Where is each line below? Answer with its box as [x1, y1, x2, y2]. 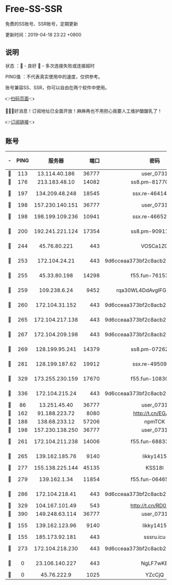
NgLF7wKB [140, 559, 168, 567]
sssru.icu [143, 533, 166, 540]
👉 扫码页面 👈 [5, 95, 35, 102]
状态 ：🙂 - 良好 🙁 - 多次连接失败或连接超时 [5, 63, 95, 69]
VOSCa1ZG [140, 242, 169, 249]
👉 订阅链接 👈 [5, 118, 35, 125]
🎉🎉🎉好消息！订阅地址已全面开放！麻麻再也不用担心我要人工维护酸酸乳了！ [5, 108, 162, 114]
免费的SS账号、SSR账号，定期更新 [5, 21, 78, 27]
